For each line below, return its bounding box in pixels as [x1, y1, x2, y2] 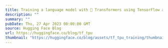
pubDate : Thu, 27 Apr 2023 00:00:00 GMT [5, 21, 91, 26]
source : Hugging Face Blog [5, 26, 61, 31]
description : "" [5, 12, 39, 17]
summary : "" [5, 16, 30, 21]
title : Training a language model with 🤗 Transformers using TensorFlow [5, 7, 160, 12]
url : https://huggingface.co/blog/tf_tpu [5, 30, 93, 35]
